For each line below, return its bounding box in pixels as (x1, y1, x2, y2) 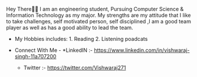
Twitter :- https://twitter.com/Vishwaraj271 (23, 64, 126, 71)
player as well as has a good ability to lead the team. (6, 24, 134, 31)
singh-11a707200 (14, 53, 57, 60)
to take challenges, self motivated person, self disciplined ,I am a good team (6, 18, 192, 24)
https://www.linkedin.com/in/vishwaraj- (94, 47, 190, 54)
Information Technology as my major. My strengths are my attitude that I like (6, 12, 191, 19)
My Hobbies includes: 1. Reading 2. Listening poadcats (14, 36, 148, 42)
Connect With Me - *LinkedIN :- (14, 47, 93, 54)
